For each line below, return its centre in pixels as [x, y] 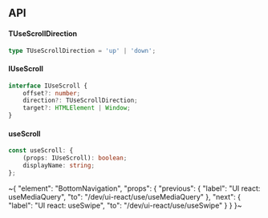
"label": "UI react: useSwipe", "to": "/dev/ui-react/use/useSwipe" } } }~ [125, 205]
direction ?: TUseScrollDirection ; [80, 101]
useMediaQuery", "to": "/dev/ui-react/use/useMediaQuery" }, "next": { [124, 196]
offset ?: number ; [52, 93]
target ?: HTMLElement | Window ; [77, 108]
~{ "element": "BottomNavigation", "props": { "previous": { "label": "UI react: [134, 188]
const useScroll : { [41, 151]
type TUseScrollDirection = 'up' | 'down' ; [82, 50]
